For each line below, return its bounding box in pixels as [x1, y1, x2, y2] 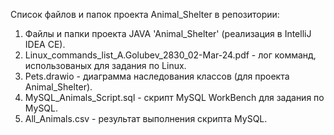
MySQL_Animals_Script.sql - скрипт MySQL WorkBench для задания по [24, 92, 325, 103]
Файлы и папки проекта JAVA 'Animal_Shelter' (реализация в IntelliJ [24, 28, 312, 39]
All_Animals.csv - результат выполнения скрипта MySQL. [24, 113, 268, 124]
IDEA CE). [24, 39, 66, 50]
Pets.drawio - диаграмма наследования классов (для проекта [24, 70, 290, 82]
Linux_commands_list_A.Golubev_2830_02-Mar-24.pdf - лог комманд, [24, 49, 317, 61]
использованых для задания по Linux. [24, 60, 187, 71]
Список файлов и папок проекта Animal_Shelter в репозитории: [10, 9, 280, 20]
